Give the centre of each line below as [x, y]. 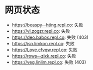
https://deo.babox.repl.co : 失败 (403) [50, 37]
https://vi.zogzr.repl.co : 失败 [41, 31]
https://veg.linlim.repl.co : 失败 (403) [49, 62]
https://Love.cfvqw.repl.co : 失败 [45, 50]
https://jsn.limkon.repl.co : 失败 [43, 43]
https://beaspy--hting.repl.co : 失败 [47, 25]
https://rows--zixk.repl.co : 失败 [44, 56]
